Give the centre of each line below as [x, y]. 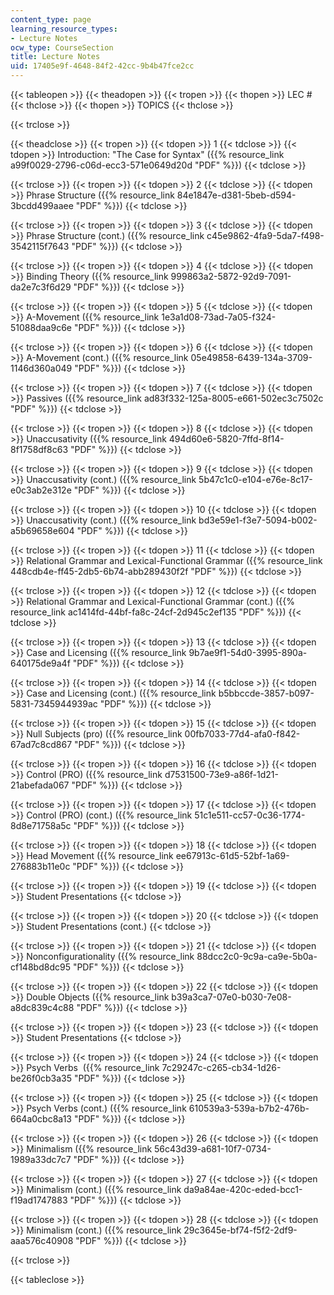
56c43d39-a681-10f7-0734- [213, 1149]
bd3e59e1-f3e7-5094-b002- [258, 520]
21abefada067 [40, 785]
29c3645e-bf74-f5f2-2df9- [240, 1230]
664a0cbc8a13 [41, 1119]
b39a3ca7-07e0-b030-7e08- [231, 997]
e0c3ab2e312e [41, 490]
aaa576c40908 [42, 1240]
